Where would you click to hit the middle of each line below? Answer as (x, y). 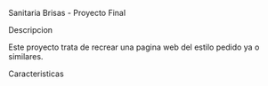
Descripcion (31, 30)
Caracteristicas (36, 74)
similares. (26, 56)
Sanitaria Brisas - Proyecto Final (67, 13)
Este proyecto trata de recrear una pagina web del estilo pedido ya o (134, 47)
